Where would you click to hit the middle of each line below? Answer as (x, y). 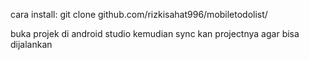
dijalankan (31, 44)
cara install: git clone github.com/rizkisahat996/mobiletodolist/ (139, 14)
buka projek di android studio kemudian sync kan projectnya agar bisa (155, 33)
